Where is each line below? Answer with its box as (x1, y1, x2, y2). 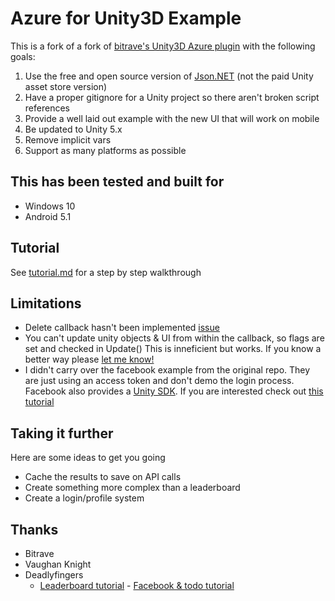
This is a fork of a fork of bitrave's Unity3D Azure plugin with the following (10, 40, 316, 52)
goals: (10, 50, 36, 62)
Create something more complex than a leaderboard (24, 482, 241, 494)
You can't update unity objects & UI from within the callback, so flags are (24, 332, 325, 344)
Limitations (10, 295, 82, 312)
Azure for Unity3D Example (10, 7, 242, 30)
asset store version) (24, 80, 108, 92)
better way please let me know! (24, 353, 155, 366)
